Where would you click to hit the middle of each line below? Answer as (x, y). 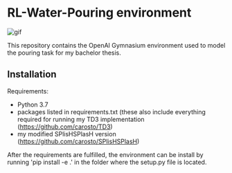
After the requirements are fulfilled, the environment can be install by (105, 154)
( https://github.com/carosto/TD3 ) (65, 127)
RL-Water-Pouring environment (99, 13)
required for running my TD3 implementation (81, 119)
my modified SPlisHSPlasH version (66, 134)
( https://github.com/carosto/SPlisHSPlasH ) (78, 141)
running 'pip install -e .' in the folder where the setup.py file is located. (107, 162)
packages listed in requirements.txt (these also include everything (111, 111)
